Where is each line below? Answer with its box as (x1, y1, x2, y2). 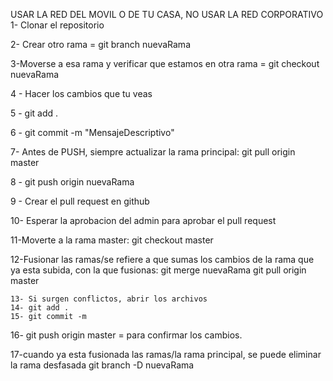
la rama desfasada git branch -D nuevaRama (10, 359, 195, 371)
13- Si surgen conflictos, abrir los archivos (10, 294, 208, 304)
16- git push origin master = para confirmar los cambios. (10, 329, 243, 341)
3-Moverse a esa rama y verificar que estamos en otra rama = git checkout (10, 58, 320, 69)
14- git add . (10, 303, 70, 313)
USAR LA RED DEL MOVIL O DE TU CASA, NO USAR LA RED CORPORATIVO (10, 9, 324, 20)
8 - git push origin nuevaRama (10, 176, 135, 188)
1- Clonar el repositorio (10, 19, 105, 31)
